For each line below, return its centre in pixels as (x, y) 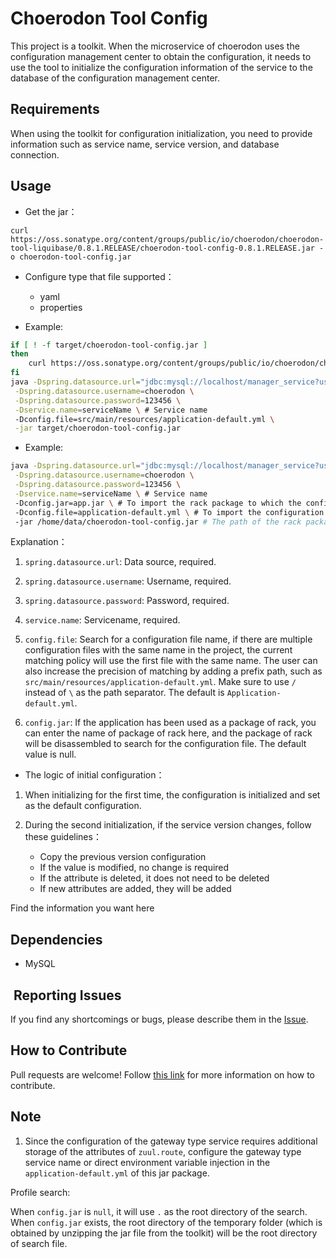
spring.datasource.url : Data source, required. (120, 562)
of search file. (39, 1243)
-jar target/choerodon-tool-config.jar (98, 428)
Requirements (55, 109)
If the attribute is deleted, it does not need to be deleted (154, 878)
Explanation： (39, 542)
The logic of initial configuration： (94, 775)
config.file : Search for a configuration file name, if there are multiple (168, 639)
